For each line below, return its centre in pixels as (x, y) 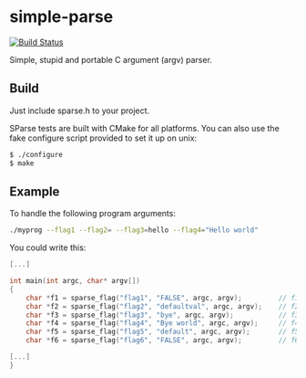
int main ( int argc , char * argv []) (75, 281)
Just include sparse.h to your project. (80, 110)
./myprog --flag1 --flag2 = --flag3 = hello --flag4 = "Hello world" (134, 230)
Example (35, 191)
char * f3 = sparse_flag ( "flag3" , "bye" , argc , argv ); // (156, 315)
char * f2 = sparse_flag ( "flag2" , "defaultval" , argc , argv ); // (156, 306)
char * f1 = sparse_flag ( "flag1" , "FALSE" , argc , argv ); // (156, 298)
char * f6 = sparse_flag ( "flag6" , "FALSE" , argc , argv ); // (156, 341)
